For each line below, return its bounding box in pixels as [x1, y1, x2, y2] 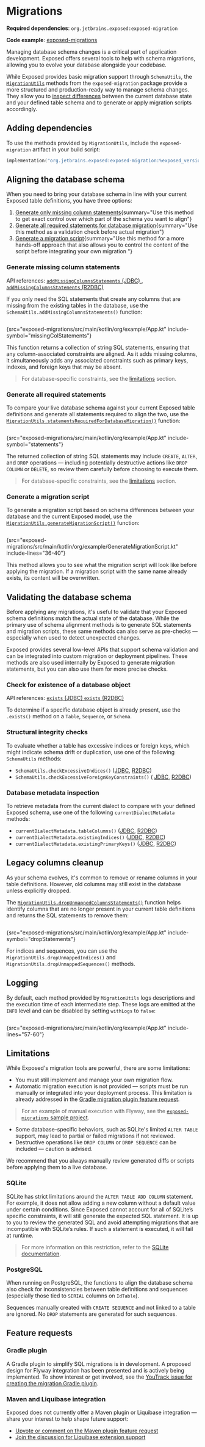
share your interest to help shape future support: [6, 1415, 129, 1423]
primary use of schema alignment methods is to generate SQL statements [6, 621, 192, 629]
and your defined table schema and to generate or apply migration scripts [6, 99, 192, 106]
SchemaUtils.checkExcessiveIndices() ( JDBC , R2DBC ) [15, 767, 153, 774]
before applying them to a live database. [6, 1164, 108, 1171]
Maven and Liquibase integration [6, 1395, 106, 1403]
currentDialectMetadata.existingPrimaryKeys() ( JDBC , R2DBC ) [15, 840, 177, 848]
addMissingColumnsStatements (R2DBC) [6, 283, 104, 290]
